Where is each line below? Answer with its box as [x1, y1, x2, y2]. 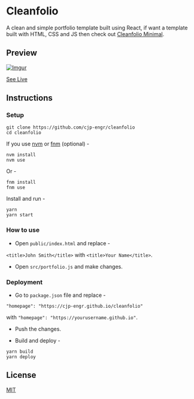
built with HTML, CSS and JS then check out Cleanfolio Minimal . [6, 30, 165, 37]
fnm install [6, 179, 36, 186]
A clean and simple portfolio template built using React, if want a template [6, 24, 188, 31]
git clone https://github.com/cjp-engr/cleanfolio [6, 124, 135, 130]
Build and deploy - [14, 337, 61, 344]
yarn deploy [6, 354, 36, 360]
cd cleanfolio [6, 130, 42, 136]
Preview [6, 48, 38, 58]
